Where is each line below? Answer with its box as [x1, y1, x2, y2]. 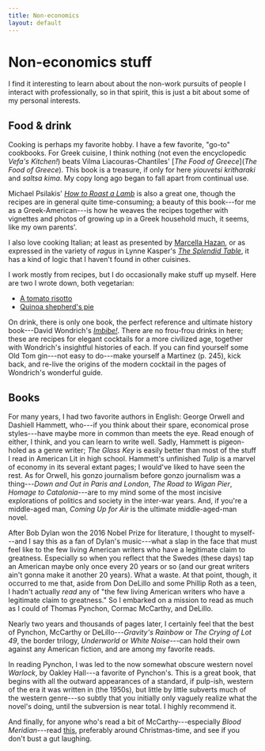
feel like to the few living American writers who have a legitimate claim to [8, 545, 246, 555]
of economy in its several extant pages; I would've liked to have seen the [8, 462, 245, 472]
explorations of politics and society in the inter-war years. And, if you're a [8, 496, 248, 506]
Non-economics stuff [8, 53, 153, 71]
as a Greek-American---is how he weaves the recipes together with [8, 206, 229, 215]
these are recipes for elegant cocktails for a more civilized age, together [8, 334, 244, 344]
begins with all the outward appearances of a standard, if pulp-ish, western [8, 677, 254, 686]
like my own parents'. [8, 222, 78, 232]
